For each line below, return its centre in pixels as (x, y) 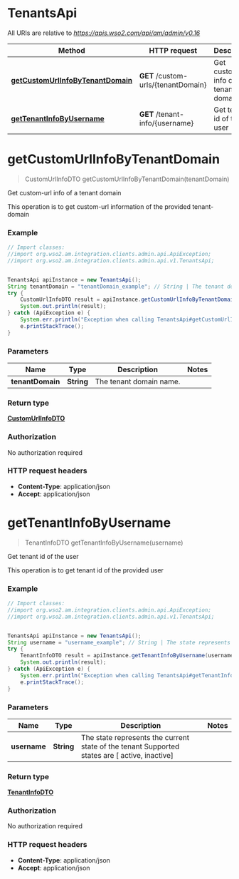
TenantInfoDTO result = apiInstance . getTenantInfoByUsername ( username (127, 656)
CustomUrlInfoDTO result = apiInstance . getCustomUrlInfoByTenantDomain (128, 300)
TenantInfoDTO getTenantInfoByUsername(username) (104, 543)
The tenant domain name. (138, 381)
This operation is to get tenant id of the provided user (85, 570)
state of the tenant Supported (130, 746)
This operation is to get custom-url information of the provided (99, 206)
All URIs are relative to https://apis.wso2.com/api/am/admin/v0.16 (104, 33)
